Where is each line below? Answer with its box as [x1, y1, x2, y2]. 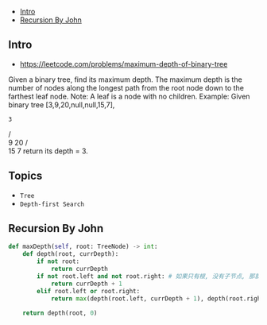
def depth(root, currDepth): [22, 250, 119, 258]
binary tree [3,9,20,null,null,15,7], [8, 99, 115, 110]
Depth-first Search [19, 200, 85, 208]
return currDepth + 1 [50, 280, 123, 288]
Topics [8, 169, 43, 183]
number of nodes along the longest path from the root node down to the [8, 83, 245, 92]
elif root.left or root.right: [37, 287, 141, 295]
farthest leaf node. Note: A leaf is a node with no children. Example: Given [8, 91, 250, 101]
